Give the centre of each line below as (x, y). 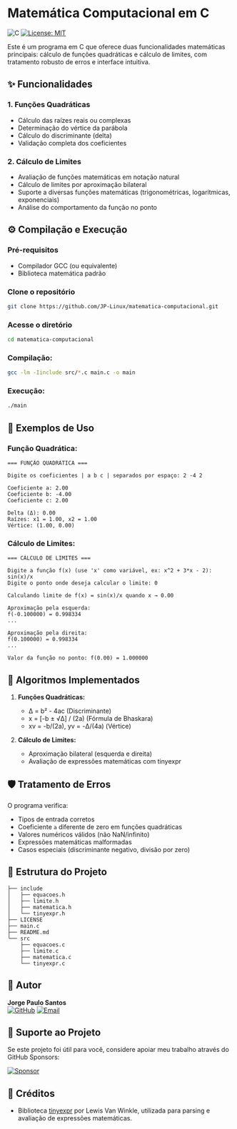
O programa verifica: (38, 805)
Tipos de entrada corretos (56, 819)
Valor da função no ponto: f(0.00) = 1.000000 (78, 658)
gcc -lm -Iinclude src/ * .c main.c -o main (71, 373)
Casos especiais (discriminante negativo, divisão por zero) (104, 849)
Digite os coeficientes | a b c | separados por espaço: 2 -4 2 (105, 475)
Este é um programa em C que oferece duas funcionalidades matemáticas (116, 46)
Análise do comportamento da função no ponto (87, 207)
